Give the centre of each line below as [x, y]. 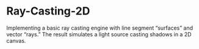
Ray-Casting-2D [48, 11]
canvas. [16, 41]
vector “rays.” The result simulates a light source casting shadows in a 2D [99, 34]
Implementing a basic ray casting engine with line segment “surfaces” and [100, 28]
